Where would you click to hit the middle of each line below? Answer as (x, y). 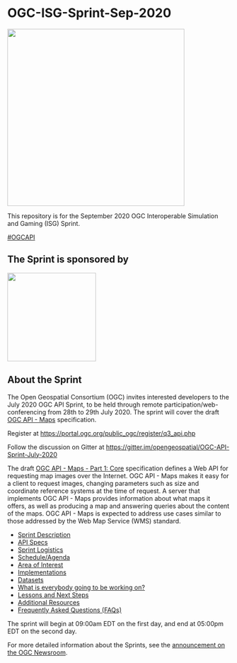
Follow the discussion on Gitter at (56, 447)
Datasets (30, 579)
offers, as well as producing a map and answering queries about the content (118, 506)
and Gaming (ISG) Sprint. (44, 223)
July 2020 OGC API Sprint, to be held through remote (85, 404)
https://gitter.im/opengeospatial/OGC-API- (168, 447)
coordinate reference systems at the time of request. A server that (104, 491)
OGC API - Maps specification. (52, 419)
